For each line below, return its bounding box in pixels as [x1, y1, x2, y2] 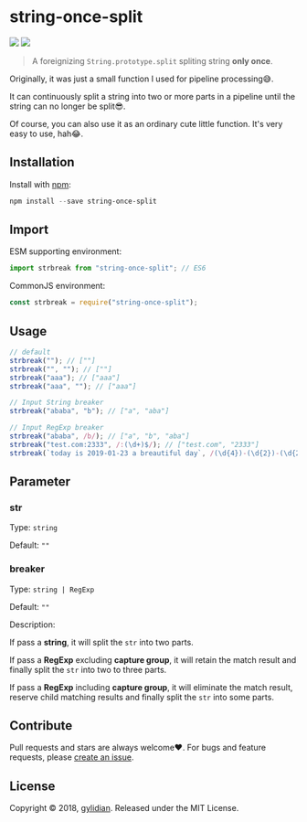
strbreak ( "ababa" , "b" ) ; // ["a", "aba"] [9, 407, 170, 416]
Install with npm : [9, 178, 71, 189]
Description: [9, 619, 56, 630]
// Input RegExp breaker [9, 423, 104, 432]
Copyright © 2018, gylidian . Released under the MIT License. [9, 803, 239, 814]
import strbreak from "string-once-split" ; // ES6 [9, 263, 206, 273]
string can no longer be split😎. [9, 101, 126, 112]
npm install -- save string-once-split [9, 197, 157, 206]
